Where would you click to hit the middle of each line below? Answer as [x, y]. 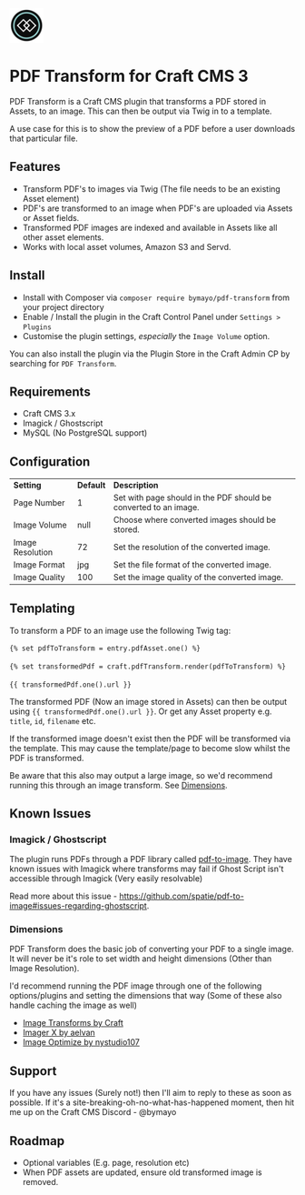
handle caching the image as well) [74, 1005]
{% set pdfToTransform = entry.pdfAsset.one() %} [105, 648]
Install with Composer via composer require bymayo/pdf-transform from [156, 297]
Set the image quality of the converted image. [198, 577]
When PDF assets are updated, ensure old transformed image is [142, 1172]
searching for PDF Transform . [63, 363]
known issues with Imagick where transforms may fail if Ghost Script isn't [147, 869]
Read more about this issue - [64, 896]
